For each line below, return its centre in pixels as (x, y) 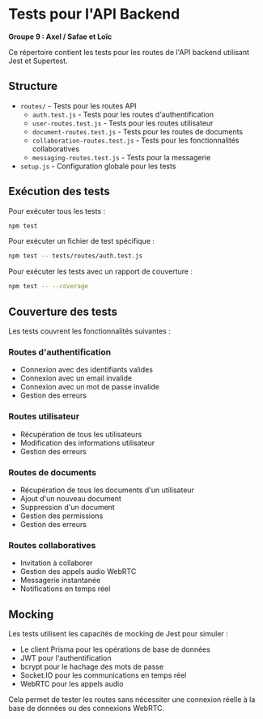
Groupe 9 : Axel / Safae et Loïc (60, 36)
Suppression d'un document (67, 507)
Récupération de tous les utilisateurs (81, 434)
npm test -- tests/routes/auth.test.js (76, 256)
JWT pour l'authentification (66, 658)
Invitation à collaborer (56, 563)
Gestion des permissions (62, 516)
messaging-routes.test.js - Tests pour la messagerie (121, 157)
